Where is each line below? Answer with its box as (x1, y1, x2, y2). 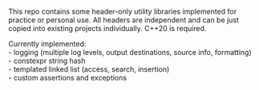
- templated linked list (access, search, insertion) (8, 65, 170, 74)
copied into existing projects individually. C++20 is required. (8, 24, 207, 33)
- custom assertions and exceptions (8, 73, 127, 82)
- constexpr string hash (8, 56, 86, 65)
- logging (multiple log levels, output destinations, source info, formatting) (8, 48, 253, 57)
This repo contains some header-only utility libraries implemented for (8, 7, 237, 16)
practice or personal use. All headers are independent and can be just (8, 15, 239, 25)
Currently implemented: (8, 39, 87, 49)
